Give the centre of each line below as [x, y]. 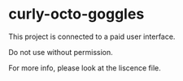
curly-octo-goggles [76, 14]
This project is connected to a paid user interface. [92, 36]
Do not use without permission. [61, 52]
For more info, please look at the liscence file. [85, 68]
